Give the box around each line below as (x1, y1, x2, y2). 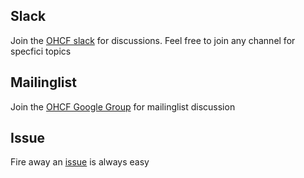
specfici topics (10, 45, 72, 57)
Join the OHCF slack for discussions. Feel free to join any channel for (10, 34, 296, 46)
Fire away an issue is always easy (10, 156, 150, 168)
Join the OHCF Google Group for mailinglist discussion (10, 100, 236, 113)
